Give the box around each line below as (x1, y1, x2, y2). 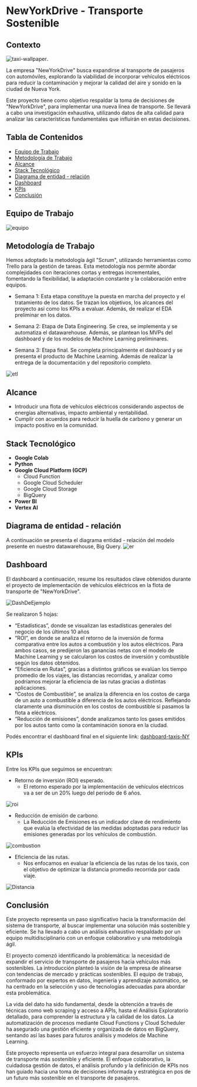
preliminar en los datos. (14, 312, 72, 319)
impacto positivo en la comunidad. (14, 422, 98, 429)
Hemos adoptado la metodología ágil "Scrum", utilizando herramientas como (6, 257, 192, 264)
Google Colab (14, 454, 49, 461)
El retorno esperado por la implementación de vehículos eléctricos (23, 783, 184, 790)
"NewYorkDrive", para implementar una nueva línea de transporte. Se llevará (6, 103, 191, 110)
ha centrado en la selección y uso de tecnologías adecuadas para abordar (6, 983, 186, 990)
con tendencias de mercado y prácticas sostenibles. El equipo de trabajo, (6, 971, 184, 978)
